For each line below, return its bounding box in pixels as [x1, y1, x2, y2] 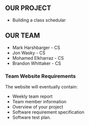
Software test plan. [12, 114, 51, 120]
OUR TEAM [5, 32, 41, 40]
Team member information [12, 98, 67, 104]
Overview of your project [12, 104, 63, 110]
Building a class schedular [12, 17, 66, 23]
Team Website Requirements [5, 73, 76, 80]
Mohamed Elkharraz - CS [12, 55, 64, 61]
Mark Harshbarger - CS [12, 44, 60, 50]
